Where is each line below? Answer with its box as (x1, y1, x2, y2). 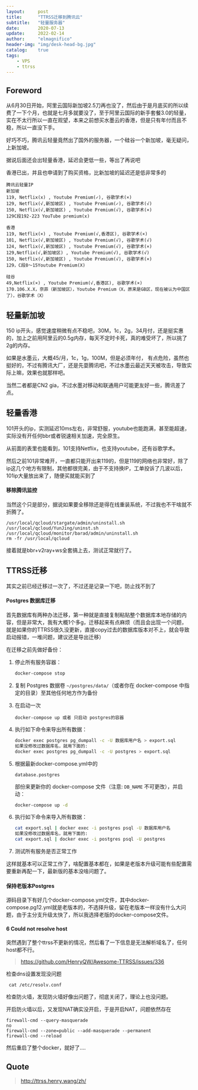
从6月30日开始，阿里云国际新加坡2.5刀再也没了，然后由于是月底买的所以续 (6, 102, 189, 109)
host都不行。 (6, 946, 38, 954)
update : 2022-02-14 (6, 31, 65, 37)
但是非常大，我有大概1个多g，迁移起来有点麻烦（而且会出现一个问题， (16, 619, 187, 626)
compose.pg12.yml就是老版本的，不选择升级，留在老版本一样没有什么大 (6, 904, 181, 911)
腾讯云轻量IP (6, 182, 34, 188)
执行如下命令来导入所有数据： (14, 814, 87, 821)
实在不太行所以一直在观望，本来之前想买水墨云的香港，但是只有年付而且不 (6, 116, 187, 124)
